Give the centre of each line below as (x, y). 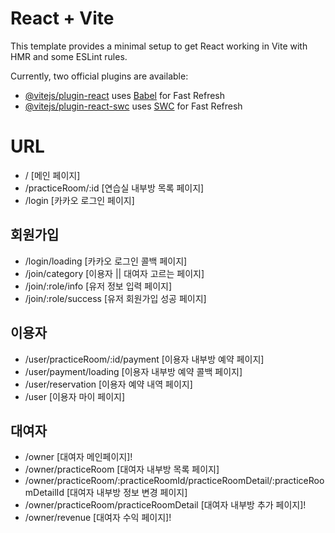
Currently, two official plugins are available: (99, 76)
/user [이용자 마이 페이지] (75, 396)
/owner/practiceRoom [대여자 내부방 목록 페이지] (122, 469)
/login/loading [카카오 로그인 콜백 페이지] (106, 261)
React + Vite (62, 18)
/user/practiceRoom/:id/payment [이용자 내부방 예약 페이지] (144, 359)
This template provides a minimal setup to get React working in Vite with (159, 46)
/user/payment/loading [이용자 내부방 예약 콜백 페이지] (133, 371)
